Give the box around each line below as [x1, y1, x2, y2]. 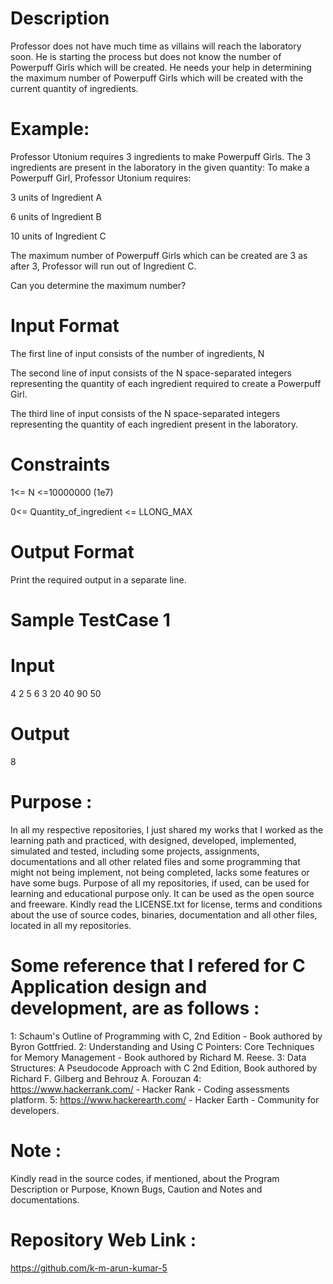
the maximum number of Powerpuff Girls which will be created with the [10, 72, 304, 84]
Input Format [10, 315, 120, 337]
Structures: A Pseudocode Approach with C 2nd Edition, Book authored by [10, 1062, 318, 1074]
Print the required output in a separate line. [10, 573, 187, 586]
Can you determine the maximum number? [10, 279, 187, 291]
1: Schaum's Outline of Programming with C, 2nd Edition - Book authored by [10, 1030, 323, 1042]
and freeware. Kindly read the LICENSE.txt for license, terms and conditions [10, 898, 323, 910]
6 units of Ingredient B [10, 210, 102, 222]
